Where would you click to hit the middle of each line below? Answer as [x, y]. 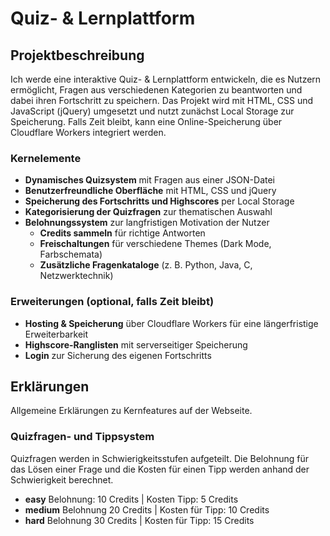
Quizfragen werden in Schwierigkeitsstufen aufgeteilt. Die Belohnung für [159, 458]
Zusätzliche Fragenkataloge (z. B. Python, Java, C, [146, 265]
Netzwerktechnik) [76, 276]
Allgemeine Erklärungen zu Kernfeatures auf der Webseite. [131, 411]
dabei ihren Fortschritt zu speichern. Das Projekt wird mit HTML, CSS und [162, 100]
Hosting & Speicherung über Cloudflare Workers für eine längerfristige [171, 323]
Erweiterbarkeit [56, 334]
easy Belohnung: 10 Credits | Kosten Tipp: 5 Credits [131, 499]
